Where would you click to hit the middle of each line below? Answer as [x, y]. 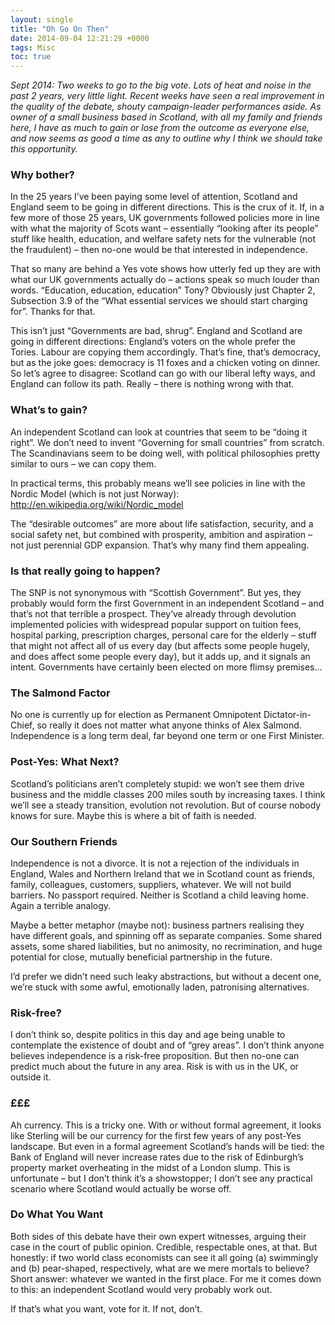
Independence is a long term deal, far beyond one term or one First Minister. [167, 736]
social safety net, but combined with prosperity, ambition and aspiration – [161, 534]
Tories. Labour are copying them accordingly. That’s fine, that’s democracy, [166, 352]
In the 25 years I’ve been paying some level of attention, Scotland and [154, 197]
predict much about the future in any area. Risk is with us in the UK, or [154, 1067]
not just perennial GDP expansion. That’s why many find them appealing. [160, 545]
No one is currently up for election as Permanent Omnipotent [136, 715]
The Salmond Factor [60, 693]
